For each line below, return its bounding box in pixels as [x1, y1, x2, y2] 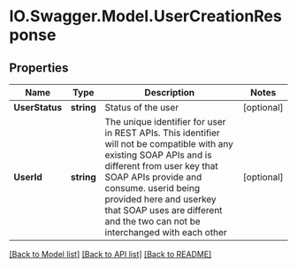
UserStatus [13, 102, 63, 113]
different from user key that [104, 160, 218, 172]
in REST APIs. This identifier [104, 126, 221, 139]
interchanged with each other [104, 226, 227, 238]
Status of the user [104, 102, 179, 113]
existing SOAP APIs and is [104, 149, 212, 161]
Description [144, 87, 195, 98]
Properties [9, 60, 69, 75]
